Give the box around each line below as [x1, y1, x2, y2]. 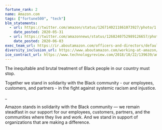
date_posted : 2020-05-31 [13, 30, 64, 34]
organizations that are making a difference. [5, 119, 91, 125]
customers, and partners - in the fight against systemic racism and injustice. [5, 85, 157, 91]
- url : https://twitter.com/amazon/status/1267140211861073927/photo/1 [9, 25, 157, 30]
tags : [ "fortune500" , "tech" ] [5, 16, 66, 21]
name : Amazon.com [5, 12, 40, 16]
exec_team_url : [5, 43, 36, 48]
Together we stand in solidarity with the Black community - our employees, [5, 80, 154, 86]
